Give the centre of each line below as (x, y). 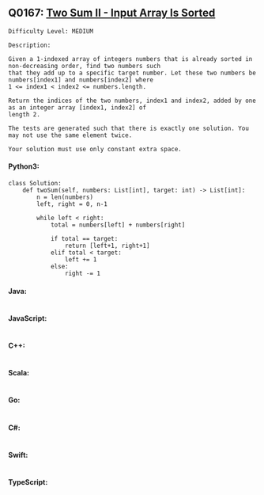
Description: (30, 45)
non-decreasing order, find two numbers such (84, 66)
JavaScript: (28, 318)
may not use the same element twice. (70, 135)
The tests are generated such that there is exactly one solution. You (128, 128)
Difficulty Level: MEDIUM (51, 31)
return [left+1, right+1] (107, 246)
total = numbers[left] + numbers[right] (118, 225)
